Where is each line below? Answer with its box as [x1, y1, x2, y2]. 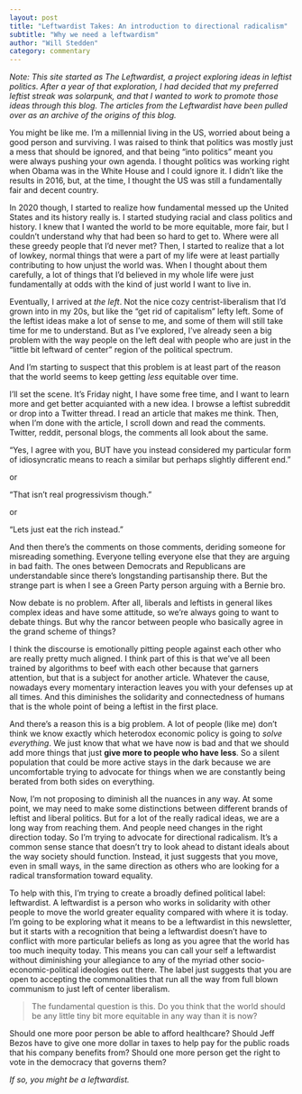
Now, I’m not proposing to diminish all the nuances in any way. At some [9, 794, 273, 804]
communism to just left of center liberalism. [9, 984, 170, 995]
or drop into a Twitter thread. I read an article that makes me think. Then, [9, 408, 279, 419]
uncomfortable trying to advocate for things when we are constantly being [9, 767, 286, 777]
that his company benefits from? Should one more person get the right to [9, 1047, 281, 1058]
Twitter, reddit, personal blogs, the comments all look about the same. [9, 427, 269, 438]
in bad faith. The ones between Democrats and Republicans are [9, 561, 246, 572]
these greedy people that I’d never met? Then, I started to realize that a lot [9, 241, 285, 252]
